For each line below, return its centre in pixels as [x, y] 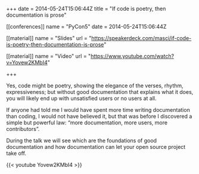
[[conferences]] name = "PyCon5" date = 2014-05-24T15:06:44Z [86, 27]
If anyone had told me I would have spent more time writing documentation [98, 110]
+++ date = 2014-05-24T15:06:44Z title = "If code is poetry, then [86, 9]
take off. [16, 153]
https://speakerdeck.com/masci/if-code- [142, 38]
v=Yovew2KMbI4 [27, 62]
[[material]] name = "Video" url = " [49, 56]
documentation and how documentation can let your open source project [96, 147]
